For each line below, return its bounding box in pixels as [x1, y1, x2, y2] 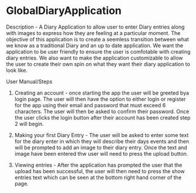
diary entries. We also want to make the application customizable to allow [6, 54, 183, 61]
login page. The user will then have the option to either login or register [14, 95, 186, 103]
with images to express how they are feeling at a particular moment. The [6, 29, 181, 36]
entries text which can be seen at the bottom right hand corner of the [14, 174, 182, 181]
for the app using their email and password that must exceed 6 [14, 101, 166, 108]
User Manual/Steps [6, 78, 53, 85]
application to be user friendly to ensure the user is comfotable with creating [6, 48, 191, 55]
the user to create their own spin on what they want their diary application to [6, 60, 190, 68]
